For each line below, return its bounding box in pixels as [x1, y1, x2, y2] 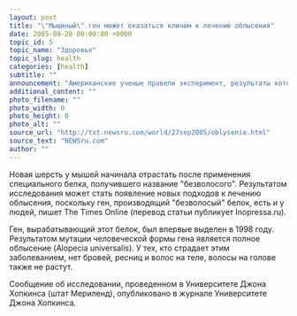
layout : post [9, 12, 57, 22]
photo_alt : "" [9, 120, 62, 129]
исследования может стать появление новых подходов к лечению [9, 188, 262, 198]
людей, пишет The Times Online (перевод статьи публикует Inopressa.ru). [9, 206, 287, 217]
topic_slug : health [9, 54, 81, 63]
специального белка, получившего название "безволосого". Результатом [9, 178, 287, 189]
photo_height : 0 [9, 112, 69, 120]
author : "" [9, 144, 49, 153]
